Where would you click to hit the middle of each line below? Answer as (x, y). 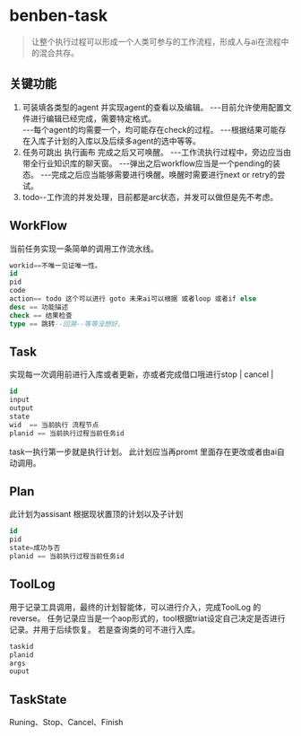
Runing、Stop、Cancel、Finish (66, 723)
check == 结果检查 (41, 315)
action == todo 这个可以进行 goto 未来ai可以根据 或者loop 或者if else (133, 299)
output (21, 408)
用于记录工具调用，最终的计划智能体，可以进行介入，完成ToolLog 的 (135, 607)
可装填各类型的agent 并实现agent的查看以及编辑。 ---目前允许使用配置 (153, 107)
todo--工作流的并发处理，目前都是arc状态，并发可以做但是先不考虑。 (150, 197)
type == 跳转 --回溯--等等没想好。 (67, 324)
